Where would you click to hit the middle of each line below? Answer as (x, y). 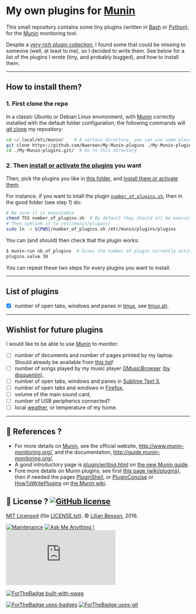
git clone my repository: (34, 129)
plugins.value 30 (27, 256)
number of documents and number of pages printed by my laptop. (94, 355)
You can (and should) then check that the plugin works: (73, 241)
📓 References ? (34, 432)
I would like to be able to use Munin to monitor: (62, 344)
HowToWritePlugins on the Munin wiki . (60, 483)
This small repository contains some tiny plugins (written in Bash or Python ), (98, 27)
